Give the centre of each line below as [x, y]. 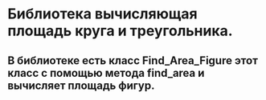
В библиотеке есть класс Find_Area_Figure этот [133, 60]
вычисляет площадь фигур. [81, 85]
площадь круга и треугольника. [121, 31]
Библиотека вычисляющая [102, 14]
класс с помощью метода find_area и [106, 73]
